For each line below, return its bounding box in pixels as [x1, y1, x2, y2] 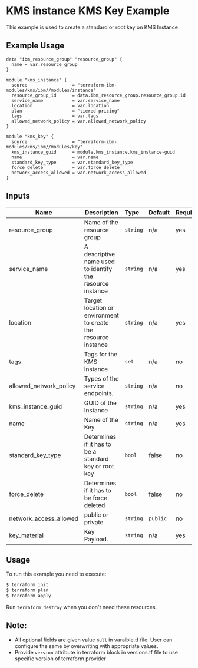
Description [84, 208, 119, 216]
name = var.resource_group [11, 61, 78, 67]
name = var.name [11, 154, 99, 160]
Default [148, 208, 170, 216]
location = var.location [11, 102, 110, 108]
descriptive [84, 250, 115, 258]
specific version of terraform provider [14, 655, 106, 662]
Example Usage [6, 41, 65, 51]
